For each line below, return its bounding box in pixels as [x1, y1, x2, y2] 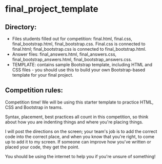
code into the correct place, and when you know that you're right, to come [5, 133, 155, 140]
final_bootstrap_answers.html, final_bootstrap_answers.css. [12, 57, 132, 62]
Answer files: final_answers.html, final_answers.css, [12, 51, 117, 57]
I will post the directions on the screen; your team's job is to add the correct [5, 128, 158, 134]
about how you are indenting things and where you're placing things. [5, 119, 143, 125]
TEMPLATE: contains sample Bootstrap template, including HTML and [12, 62, 153, 67]
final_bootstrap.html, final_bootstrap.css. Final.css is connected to [12, 41, 145, 47]
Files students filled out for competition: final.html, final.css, [12, 36, 133, 41]
